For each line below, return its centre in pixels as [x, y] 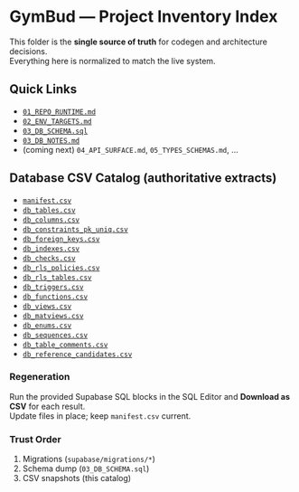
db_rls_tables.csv [57, 278]
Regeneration [40, 377]
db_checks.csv [49, 258]
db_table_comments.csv [65, 345]
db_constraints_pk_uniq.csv [75, 229]
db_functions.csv [55, 297]
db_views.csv [47, 306]
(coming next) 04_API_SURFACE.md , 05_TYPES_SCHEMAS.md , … [131, 149]
